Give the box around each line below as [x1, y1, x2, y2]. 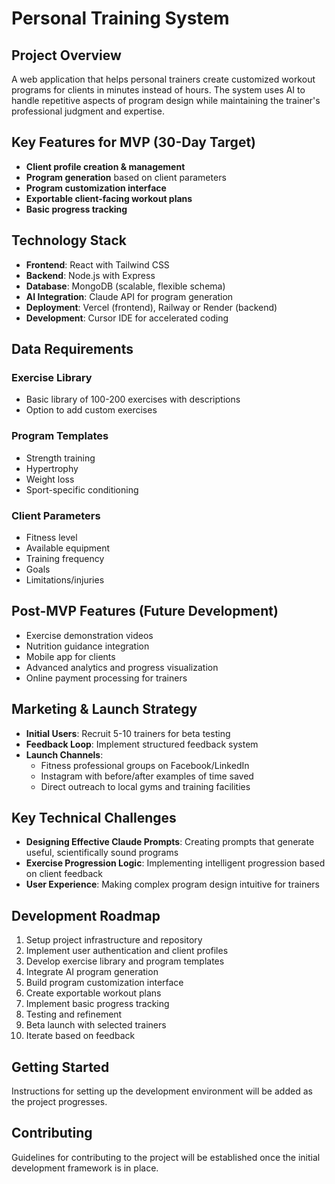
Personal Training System [11, 7, 230, 30]
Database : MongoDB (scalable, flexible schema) [25, 280, 226, 292]
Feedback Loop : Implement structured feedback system [25, 738, 259, 750]
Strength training [25, 452, 96, 464]
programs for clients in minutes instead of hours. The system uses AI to [11, 84, 306, 96]
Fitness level [25, 531, 78, 543]
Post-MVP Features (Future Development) [11, 603, 279, 620]
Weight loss [25, 473, 75, 485]
